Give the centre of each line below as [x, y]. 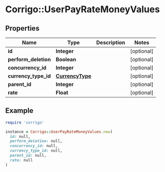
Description [111, 43]
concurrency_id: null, [34, 146]
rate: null [21, 160]
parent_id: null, [28, 156]
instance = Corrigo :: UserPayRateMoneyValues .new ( [59, 132]
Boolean [66, 59]
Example [19, 111]
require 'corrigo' [25, 122]
